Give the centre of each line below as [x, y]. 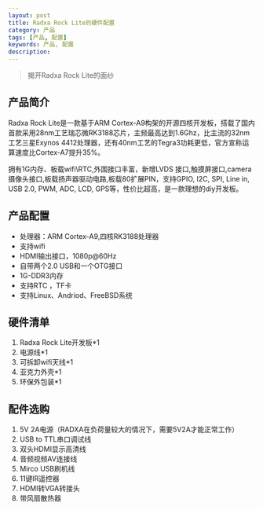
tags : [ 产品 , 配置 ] [38, 37]
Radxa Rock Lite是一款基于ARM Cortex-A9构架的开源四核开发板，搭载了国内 [131, 123]
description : [29, 52]
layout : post [29, 15]
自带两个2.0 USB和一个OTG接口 [71, 266]
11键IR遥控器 [39, 479]
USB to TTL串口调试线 [55, 439]
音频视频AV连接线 [48, 459]
